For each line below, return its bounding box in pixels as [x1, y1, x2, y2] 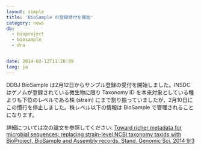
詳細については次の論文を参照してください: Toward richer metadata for [6, 124, 182, 131]
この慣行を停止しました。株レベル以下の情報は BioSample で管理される [6, 103, 184, 111]
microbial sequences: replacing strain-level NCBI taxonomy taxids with [6, 130, 182, 138]
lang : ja [6, 64, 28, 70]
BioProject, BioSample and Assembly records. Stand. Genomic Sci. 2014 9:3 [6, 137, 195, 144]
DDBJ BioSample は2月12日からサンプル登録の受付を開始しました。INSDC [6, 81, 191, 88]
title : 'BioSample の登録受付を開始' [6, 14, 94, 20]
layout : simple [6, 8, 45, 15]
